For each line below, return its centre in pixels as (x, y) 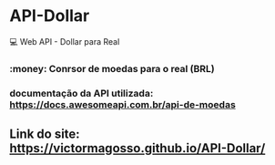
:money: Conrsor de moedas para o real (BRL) (112, 68)
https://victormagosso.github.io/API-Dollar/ (137, 148)
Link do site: (45, 134)
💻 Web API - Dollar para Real (65, 41)
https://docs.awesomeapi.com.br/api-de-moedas (123, 104)
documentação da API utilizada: (81, 93)
